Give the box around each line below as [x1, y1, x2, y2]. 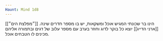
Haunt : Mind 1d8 [5, 7, 39, 12]
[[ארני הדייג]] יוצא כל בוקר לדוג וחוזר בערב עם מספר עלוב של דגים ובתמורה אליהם [5, 25, 159, 32]
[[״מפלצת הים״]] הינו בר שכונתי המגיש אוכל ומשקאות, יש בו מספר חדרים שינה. [5, 20, 155, 26]
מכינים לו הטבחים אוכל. [5, 31, 50, 37]
